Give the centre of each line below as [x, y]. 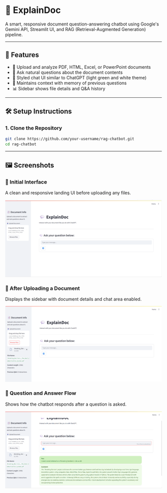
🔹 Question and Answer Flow [41, 393]
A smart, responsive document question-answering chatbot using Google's [82, 24]
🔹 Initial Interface [26, 182]
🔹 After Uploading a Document [43, 288]
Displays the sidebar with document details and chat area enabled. [73, 299]
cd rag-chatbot [21, 144]
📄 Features [22, 55]
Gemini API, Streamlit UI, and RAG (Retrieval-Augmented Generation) [76, 29]
